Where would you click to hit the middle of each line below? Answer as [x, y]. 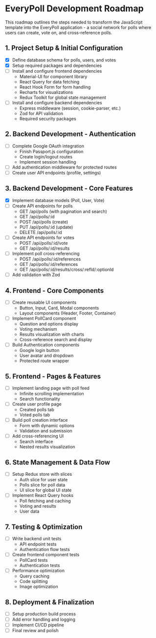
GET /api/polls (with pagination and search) [63, 211]
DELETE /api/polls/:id [41, 232]
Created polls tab [37, 410]
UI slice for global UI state [45, 490]
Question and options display [49, 324]
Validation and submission [46, 431]
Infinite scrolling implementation [52, 393]
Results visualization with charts [52, 334]
